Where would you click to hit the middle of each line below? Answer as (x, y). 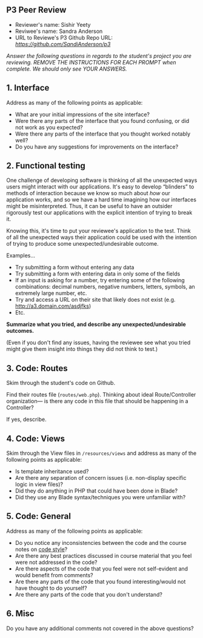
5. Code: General (39, 516)
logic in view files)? (39, 484)
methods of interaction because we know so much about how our (88, 193)
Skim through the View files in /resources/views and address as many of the (101, 453)
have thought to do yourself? (51, 588)
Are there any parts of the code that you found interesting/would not (100, 581)
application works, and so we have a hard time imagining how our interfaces (101, 199)
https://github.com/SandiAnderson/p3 (63, 44)
